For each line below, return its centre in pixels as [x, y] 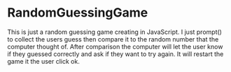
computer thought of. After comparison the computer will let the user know [115, 46]
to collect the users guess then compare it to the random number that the [113, 39]
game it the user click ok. [44, 61]
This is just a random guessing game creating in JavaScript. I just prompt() [115, 32]
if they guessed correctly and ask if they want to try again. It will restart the [115, 54]
